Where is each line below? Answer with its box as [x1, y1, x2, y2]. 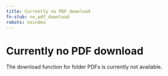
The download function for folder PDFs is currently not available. [6, 63, 163, 70]
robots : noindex [6, 19, 46, 25]
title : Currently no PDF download [6, 8, 91, 15]
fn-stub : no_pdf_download [6, 14, 69, 20]
